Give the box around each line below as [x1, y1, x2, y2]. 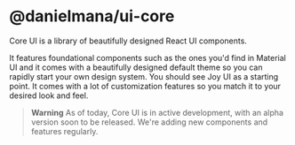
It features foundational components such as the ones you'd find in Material [9, 52, 286, 63]
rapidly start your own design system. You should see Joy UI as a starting [9, 71, 279, 81]
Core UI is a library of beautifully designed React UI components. [9, 35, 247, 46]
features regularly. [30, 126, 99, 136]
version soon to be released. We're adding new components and [30, 117, 268, 127]
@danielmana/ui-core [9, 6, 175, 27]
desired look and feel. [9, 90, 89, 101]
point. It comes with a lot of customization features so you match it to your [9, 80, 282, 91]
